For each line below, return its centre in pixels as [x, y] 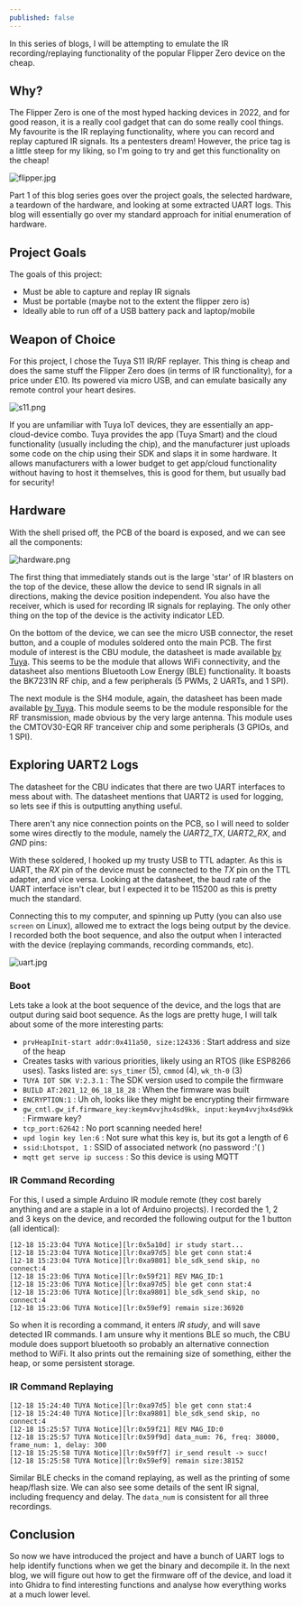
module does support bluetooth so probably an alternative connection [139, 1344]
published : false [42, 18]
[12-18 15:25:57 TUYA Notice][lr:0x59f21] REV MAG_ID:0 [116, 1429]
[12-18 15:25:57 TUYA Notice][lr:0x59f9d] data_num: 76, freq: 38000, [145, 1437]
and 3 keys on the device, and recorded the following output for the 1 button [151, 1219]
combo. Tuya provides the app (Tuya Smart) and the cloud [169, 435]
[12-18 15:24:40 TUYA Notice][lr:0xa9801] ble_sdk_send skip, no [134, 1413]
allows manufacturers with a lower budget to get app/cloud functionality [143, 463]
